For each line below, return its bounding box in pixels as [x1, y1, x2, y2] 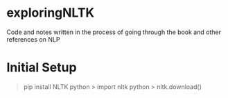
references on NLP [6, 35, 60, 43]
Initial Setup [6, 60, 77, 76]
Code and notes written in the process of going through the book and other [6, 28, 221, 36]
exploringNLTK [6, 5, 95, 21]
